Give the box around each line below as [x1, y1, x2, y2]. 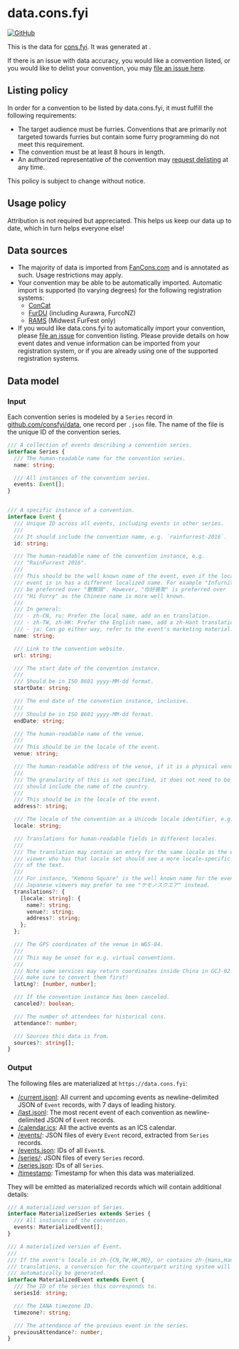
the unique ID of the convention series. [7, 428, 122, 437]
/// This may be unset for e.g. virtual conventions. [14, 954, 176, 961]
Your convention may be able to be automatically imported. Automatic [17, 278, 223, 287]
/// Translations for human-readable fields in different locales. [14, 835, 218, 843]
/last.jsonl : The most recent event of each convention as [17, 1108, 183, 1116]
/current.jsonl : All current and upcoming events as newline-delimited [17, 1093, 219, 1101]
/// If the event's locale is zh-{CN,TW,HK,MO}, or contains [7, 1256, 193, 1263]
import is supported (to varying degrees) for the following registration [17, 286, 222, 295]
